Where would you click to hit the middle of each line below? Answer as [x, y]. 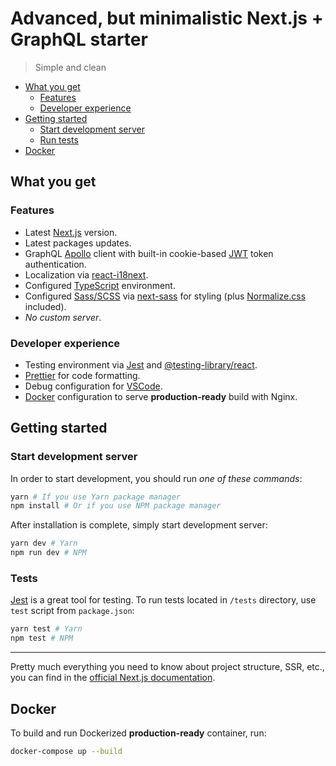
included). [45, 306]
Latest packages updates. [78, 243]
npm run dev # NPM [48, 553]
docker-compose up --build [66, 751]
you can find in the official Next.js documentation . [113, 678]
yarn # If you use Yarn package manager [96, 497]
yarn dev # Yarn [44, 543]
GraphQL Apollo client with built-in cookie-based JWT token [149, 253]
